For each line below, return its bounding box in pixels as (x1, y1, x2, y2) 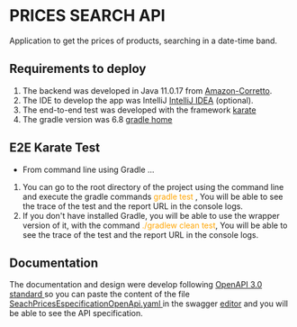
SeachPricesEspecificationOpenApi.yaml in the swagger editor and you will (9, 298, 288, 309)
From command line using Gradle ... (22, 164, 155, 175)
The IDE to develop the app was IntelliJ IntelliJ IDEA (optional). (22, 95, 254, 105)
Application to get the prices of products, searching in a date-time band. (9, 35, 277, 46)
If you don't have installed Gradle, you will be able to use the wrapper (22, 210, 281, 221)
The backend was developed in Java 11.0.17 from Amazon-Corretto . (22, 85, 273, 95)
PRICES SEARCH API (9, 5, 166, 26)
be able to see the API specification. (9, 308, 144, 319)
